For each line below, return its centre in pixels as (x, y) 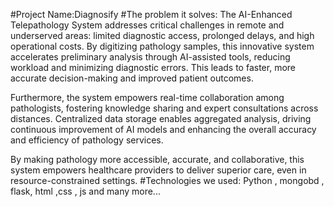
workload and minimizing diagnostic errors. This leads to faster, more (153, 67)
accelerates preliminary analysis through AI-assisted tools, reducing (150, 57)
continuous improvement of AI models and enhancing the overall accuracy (163, 129)
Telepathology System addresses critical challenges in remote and (147, 25)
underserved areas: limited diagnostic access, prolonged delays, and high (162, 35)
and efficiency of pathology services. (87, 140)
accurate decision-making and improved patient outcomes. (132, 78)
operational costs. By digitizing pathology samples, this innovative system (162, 46)
